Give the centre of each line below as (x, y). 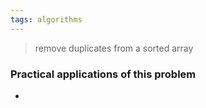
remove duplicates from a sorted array (114, 48)
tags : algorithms (46, 19)
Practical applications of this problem (103, 74)
